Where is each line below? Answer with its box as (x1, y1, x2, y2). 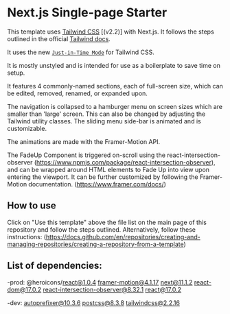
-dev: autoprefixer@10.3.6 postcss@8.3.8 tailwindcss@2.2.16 (7, 298, 181, 306)
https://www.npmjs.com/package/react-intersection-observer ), (36, 158, 216, 166)
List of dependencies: (7, 260, 102, 271)
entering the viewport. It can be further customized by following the (7, 173, 198, 181)
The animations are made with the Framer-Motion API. (7, 137, 161, 145)
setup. (7, 69, 25, 77)
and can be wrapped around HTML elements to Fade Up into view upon (7, 165, 210, 173)
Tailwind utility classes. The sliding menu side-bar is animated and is (7, 117, 201, 125)
